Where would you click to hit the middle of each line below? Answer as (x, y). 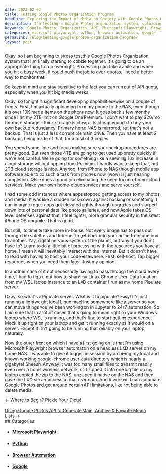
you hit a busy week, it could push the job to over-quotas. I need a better (79, 72)
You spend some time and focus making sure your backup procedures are (81, 148)
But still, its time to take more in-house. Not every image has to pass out (79, 230)
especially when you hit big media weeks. (47, 92)
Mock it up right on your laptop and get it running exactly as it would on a (80, 323)
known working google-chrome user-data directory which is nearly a (75, 359)
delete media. (19, 390)
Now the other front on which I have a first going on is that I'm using (74, 343)
